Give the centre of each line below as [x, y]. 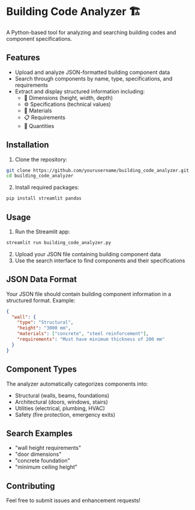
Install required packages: [47, 188]
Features [23, 58]
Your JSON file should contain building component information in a [89, 294]
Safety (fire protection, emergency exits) [65, 414]
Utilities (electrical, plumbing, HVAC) [60, 408]
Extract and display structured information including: [80, 91]
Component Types [41, 370]
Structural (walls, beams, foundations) [62, 395]
